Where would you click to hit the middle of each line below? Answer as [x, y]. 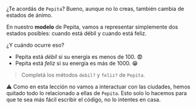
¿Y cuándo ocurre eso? [35, 45]
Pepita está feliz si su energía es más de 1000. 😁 [76, 63]
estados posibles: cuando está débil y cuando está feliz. [76, 33]
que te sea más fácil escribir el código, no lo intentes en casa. [83, 100]
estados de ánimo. [29, 15]
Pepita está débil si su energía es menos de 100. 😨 [79, 57]
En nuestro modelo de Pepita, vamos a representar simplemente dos [92, 27]
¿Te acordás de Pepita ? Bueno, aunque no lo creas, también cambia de [95, 9]
